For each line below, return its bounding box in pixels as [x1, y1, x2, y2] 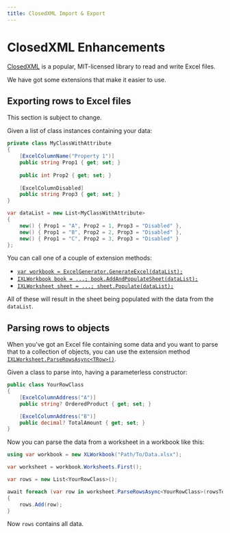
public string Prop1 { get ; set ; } [19, 159, 121, 166]
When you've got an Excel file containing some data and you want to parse [7, 340, 218, 349]
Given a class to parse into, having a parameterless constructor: [7, 368, 188, 377]
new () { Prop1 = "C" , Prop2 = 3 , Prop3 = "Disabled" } [19, 235, 179, 242]
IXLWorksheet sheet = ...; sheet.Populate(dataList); [16, 283, 174, 290]
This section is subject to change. [7, 114, 103, 122]
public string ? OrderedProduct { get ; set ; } [19, 400, 152, 408]
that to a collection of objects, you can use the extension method [7, 347, 190, 356]
